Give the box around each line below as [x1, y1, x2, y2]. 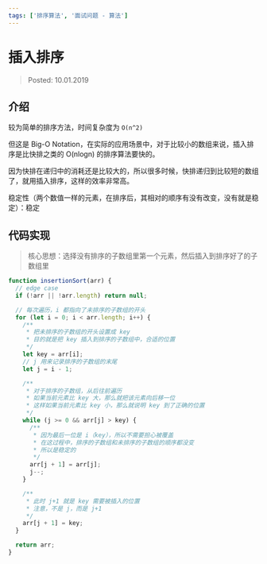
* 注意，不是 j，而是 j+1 [25, 504, 103, 512]
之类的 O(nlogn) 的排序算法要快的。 [42, 149, 160, 159]
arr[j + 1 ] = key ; [22, 520, 83, 527]
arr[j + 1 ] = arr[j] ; [29, 461, 102, 469]
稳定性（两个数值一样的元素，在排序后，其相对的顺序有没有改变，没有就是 [8, 193, 252, 203]
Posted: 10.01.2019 [27, 75, 89, 84]
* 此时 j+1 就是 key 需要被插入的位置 [25, 497, 141, 505]
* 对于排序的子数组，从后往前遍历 [25, 387, 122, 395]
